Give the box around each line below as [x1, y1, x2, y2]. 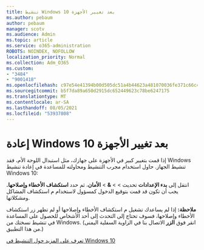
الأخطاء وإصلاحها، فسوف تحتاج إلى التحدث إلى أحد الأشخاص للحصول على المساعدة [6, 212, 195, 220]
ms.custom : [6, 65, 34, 72]
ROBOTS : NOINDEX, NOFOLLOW [6, 49, 75, 55]
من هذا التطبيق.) [6, 225, 44, 232]
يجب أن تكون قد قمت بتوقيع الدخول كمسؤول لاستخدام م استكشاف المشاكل [6, 187, 179, 195]
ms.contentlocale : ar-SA [6, 99, 69, 105]
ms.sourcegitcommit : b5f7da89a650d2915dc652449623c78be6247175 [6, 88, 170, 94]
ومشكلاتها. [6, 194, 30, 201]
